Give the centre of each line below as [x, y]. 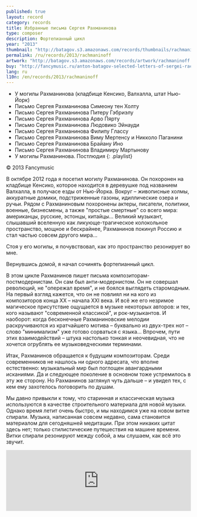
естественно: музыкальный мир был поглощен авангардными [84, 368]
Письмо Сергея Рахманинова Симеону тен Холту [77, 106]
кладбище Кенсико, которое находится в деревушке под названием [92, 185]
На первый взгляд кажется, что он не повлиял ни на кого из [81, 294]
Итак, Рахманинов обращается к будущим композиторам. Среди [88, 355]
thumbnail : [19, 50]
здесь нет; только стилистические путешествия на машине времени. [93, 429]
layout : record [25, 17]
